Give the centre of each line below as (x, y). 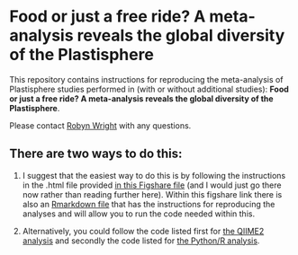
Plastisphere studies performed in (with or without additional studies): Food (149, 89)
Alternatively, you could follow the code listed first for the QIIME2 (143, 231)
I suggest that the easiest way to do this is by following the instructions (154, 175)
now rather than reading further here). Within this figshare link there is (152, 194)
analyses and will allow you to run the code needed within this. (138, 214)
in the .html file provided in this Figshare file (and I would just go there (152, 185)
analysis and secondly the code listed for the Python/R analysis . (141, 241)
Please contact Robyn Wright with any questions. (100, 125)
